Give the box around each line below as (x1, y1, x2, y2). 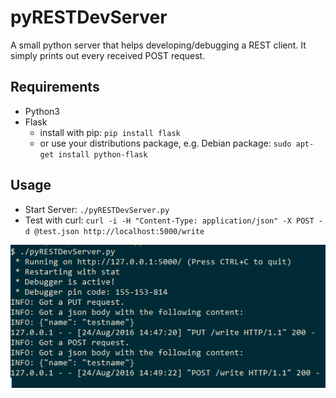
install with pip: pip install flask (39, 126, 181, 138)
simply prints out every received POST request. (10, 49, 206, 61)
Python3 (24, 105, 60, 117)
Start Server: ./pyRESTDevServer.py (24, 203, 170, 215)
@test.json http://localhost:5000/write (34, 226, 205, 236)
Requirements (10, 79, 100, 96)
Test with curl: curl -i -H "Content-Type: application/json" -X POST (24, 214, 315, 226)
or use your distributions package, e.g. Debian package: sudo (39, 137, 292, 149)
